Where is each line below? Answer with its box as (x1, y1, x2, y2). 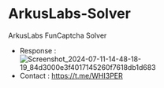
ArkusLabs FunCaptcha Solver (8, 31, 107, 40)
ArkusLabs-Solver (8, 5, 132, 23)
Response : (19, 46, 57, 55)
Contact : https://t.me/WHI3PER (19, 71, 124, 80)
